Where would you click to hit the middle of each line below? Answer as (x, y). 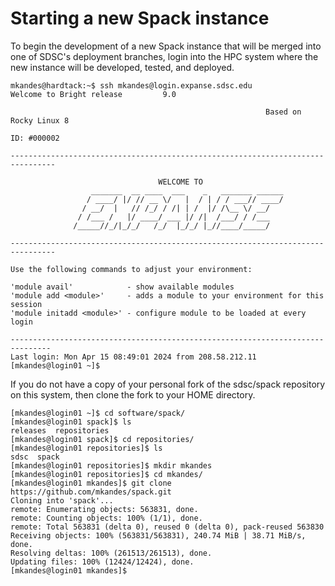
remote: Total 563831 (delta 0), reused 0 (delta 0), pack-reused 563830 (167, 527)
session (26, 304)
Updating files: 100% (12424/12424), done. (102, 562)
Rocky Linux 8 (40, 120)
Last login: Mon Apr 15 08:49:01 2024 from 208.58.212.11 (133, 357)
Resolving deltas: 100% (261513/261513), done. (111, 553)
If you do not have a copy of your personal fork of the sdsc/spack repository (168, 384)
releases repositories (60, 430)
